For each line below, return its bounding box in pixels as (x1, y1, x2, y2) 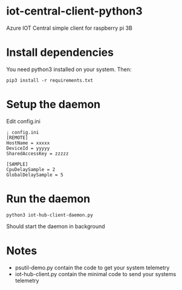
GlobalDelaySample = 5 (6, 172, 63, 178)
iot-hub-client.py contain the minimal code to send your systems (15, 270, 177, 277)
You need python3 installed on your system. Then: (6, 66, 132, 73)
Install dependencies (6, 46, 114, 59)
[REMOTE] (6, 135, 28, 141)
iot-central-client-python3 (6, 4, 143, 18)
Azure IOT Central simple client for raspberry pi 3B (6, 24, 133, 32)
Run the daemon (6, 192, 91, 206)
